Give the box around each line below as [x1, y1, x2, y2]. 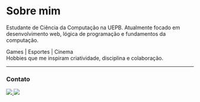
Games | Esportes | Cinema [6, 48, 73, 55]
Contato [6, 75, 30, 83]
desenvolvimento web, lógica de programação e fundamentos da [6, 30, 166, 37]
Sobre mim [6, 4, 61, 18]
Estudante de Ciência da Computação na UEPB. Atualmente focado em [6, 24, 180, 31]
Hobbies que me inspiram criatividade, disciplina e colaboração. [6, 54, 164, 61]
